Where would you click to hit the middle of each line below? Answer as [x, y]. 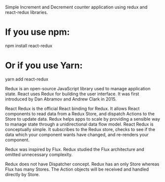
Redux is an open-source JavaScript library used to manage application [78, 88]
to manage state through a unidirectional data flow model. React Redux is [79, 124]
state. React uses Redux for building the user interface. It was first [72, 94]
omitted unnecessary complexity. [39, 155]
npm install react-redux [29, 46]
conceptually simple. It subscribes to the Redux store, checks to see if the [80, 129]
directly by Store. [23, 174]
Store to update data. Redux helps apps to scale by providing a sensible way [82, 119]
